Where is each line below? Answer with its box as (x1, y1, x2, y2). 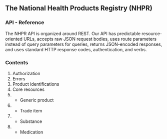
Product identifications (12, 81, 59, 87)
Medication (19, 129, 43, 135)
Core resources (12, 86, 45, 92)
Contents (5, 59, 28, 66)
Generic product (19, 97, 54, 103)
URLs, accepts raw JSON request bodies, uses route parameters (23, 36, 156, 42)
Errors (12, 75, 25, 82)
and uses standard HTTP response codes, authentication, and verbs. (5, 46, 147, 52)
